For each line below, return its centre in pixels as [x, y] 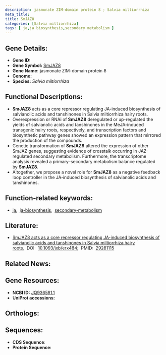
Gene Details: [27, 48]
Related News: [28, 264]
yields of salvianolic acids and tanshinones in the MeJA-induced [78, 124]
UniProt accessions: [34, 297]
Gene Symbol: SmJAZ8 [36, 65]
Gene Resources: [32, 281]
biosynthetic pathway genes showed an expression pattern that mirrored [86, 135]
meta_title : [17, 14]
